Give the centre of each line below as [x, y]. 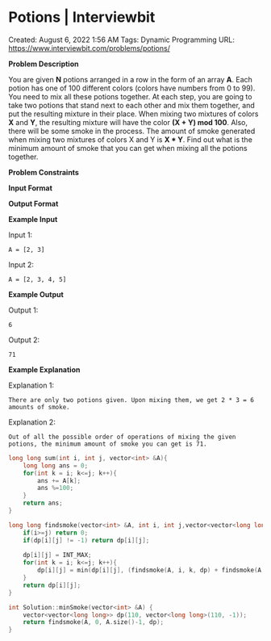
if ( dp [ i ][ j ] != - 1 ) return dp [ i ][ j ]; [86, 540]
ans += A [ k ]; [59, 480]
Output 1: [23, 310]
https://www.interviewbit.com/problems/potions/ [90, 48]
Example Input [33, 219]
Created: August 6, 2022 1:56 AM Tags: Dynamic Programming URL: [122, 40]
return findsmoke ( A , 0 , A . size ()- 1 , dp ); [93, 622]
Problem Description [44, 64]
